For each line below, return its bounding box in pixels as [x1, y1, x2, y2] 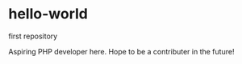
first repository [8, 31, 58, 41]
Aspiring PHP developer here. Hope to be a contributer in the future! [8, 46, 235, 56]
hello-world [8, 5, 89, 23]
